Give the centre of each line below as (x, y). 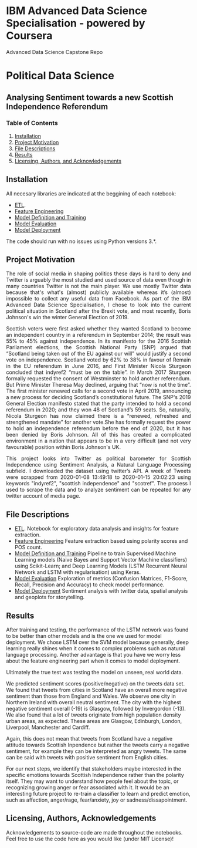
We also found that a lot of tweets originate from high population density (94, 715)
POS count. (28, 548)
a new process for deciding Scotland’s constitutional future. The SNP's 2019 (98, 397)
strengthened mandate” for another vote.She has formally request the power (98, 422)
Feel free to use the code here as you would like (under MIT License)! (90, 839)
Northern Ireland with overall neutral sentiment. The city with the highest (94, 702)
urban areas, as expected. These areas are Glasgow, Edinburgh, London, (94, 721)
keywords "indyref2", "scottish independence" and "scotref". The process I (98, 484)
